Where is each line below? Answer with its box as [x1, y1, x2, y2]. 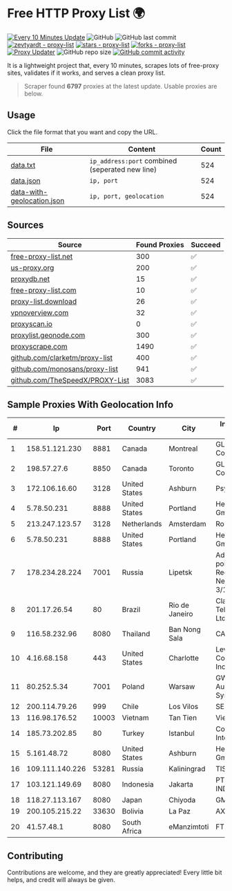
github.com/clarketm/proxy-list [10, 352, 113, 362]
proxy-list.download [10, 296, 77, 306]
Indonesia [122, 780, 154, 789]
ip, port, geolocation [89, 192, 164, 200]
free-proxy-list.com [10, 285, 77, 295]
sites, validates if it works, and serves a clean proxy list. [7, 69, 166, 77]
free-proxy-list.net [10, 251, 73, 261]
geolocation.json [10, 195, 65, 205]
